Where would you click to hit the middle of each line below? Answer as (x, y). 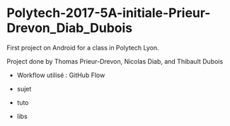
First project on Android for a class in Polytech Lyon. (83, 47)
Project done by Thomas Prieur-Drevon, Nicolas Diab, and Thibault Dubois (115, 61)
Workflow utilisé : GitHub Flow (61, 75)
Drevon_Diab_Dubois (70, 28)
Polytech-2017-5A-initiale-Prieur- (109, 13)
